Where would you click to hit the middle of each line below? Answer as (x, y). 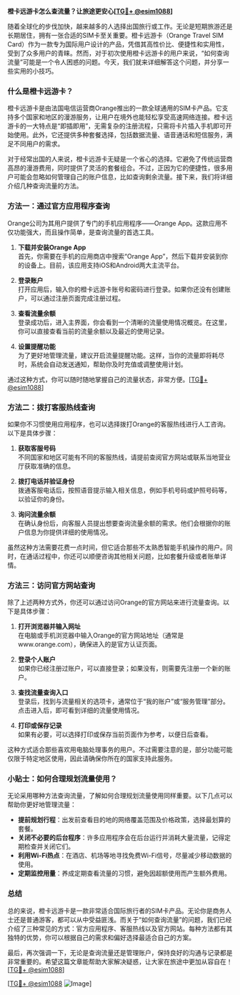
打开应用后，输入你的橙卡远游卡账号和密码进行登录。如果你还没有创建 (121, 289)
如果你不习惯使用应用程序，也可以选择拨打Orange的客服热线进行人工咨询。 (119, 424)
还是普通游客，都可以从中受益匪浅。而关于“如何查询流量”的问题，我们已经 (122, 919)
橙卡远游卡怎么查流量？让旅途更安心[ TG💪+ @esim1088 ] (90, 11)
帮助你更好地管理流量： (42, 805)
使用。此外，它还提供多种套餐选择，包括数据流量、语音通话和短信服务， (120, 135)
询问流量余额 (36, 514)
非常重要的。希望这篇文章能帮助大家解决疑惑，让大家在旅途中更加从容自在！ (120, 961)
